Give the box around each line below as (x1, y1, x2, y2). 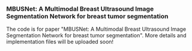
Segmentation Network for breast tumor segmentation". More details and (6, 32, 187, 39)
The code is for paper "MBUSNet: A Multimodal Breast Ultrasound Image (6, 26, 187, 33)
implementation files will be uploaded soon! (6, 38, 114, 46)
